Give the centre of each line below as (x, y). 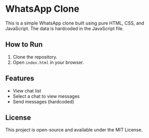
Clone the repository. (35, 57)
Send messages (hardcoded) (43, 101)
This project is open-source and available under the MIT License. (74, 130)
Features (20, 78)
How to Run (24, 45)
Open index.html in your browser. (48, 62)
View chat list (27, 90)
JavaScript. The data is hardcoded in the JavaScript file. (65, 28)
